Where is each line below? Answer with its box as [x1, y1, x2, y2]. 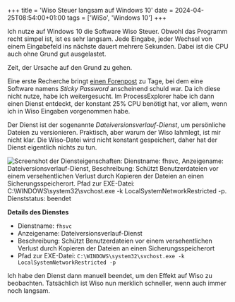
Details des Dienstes [7, 208, 69, 216]
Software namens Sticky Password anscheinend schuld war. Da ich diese [7, 85, 221, 92]
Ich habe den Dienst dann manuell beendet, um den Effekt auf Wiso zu [7, 272, 213, 279]
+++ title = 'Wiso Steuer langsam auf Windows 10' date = [7, 6, 174, 14]
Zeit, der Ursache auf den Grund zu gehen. [7, 64, 133, 71]
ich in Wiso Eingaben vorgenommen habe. [7, 107, 131, 115]
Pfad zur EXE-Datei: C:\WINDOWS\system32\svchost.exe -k [17, 252, 185, 260]
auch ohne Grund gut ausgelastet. [7, 49, 107, 58]
